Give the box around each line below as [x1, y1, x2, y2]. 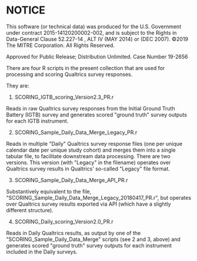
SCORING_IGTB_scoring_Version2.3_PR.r [14, 93, 114, 101]
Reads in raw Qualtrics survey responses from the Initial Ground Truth [6, 105, 175, 112]
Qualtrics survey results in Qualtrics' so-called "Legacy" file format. [6, 165, 170, 172]
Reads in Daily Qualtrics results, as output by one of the [6, 229, 141, 236]
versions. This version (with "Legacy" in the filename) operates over [6, 159, 171, 166]
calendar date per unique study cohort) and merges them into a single [6, 146, 176, 153]
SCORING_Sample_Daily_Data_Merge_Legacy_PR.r [14, 129, 138, 136]
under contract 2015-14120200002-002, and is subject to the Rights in [6, 29, 177, 36]
